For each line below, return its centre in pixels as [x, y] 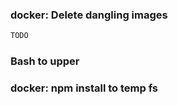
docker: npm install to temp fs [84, 88]
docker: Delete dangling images [89, 15]
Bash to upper [45, 61]
